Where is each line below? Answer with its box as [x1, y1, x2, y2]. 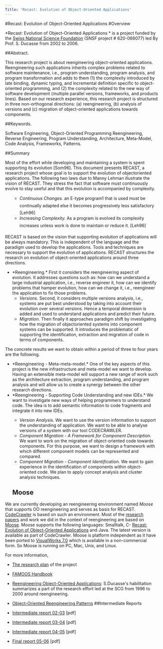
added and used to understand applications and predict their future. [19, 311, 156, 317]
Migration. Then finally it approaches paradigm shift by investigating [19, 316, 157, 322]
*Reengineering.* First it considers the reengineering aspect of [12, 269, 139, 275]
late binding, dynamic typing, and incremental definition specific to [5, 80, 139, 86]
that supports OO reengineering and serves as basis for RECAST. [5, 506, 136, 512]
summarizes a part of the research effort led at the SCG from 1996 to [12, 586, 150, 592]
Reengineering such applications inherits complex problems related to [5, 65, 145, 70]
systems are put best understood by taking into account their [19, 300, 142, 306]
